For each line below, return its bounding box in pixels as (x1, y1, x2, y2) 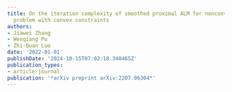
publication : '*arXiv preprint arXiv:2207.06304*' (7, 74, 156, 82)
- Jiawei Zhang (7, 29, 51, 37)
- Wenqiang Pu (7, 36, 48, 43)
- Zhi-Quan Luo (7, 42, 51, 49)
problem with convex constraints (13, 17, 110, 24)
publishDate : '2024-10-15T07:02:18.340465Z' (7, 55, 137, 62)
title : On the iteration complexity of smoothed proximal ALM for (7, 10, 202, 17)
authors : (7, 23, 32, 30)
